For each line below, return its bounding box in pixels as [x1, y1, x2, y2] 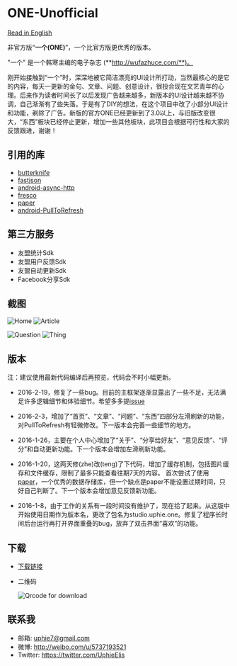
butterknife [17, 168, 50, 176]
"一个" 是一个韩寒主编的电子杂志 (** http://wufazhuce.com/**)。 [7, 58, 194, 67]
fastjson [17, 176, 42, 184]
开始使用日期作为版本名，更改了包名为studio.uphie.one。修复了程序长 [17, 510, 221, 519]
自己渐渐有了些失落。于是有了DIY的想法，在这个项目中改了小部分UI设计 [19, 99, 229, 108]
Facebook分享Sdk [17, 275, 71, 283]
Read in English [7, 28, 52, 37]
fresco [17, 191, 37, 199]
